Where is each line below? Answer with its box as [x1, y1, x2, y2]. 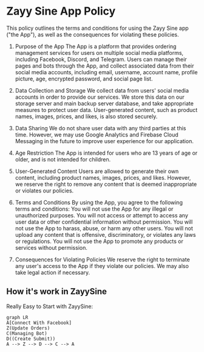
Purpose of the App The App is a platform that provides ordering [15, 43, 177, 50]
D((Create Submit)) [6, 336, 56, 342]
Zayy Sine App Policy [6, 4, 116, 18]
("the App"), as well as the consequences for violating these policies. [6, 30, 179, 38]
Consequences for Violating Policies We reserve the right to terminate [15, 256, 190, 263]
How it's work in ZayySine [6, 286, 107, 297]
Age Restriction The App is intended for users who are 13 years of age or [15, 149, 198, 157]
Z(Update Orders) [6, 325, 50, 331]
